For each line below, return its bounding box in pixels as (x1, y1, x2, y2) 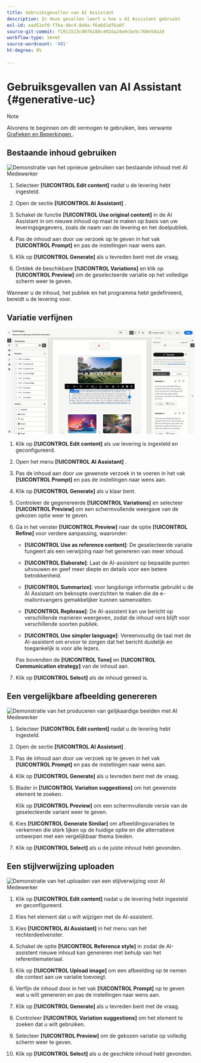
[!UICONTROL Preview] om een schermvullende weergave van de (15, 506, 178, 513)
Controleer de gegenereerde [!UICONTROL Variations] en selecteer (15, 499, 184, 507)
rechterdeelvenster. (15, 931, 64, 938)
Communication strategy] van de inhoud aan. (15, 663, 129, 670)
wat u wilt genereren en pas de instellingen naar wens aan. (15, 991, 160, 998)
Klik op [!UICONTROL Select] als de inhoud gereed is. (15, 674, 149, 682)
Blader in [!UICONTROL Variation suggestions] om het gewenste (15, 784, 177, 791)
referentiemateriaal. (15, 955, 64, 962)
